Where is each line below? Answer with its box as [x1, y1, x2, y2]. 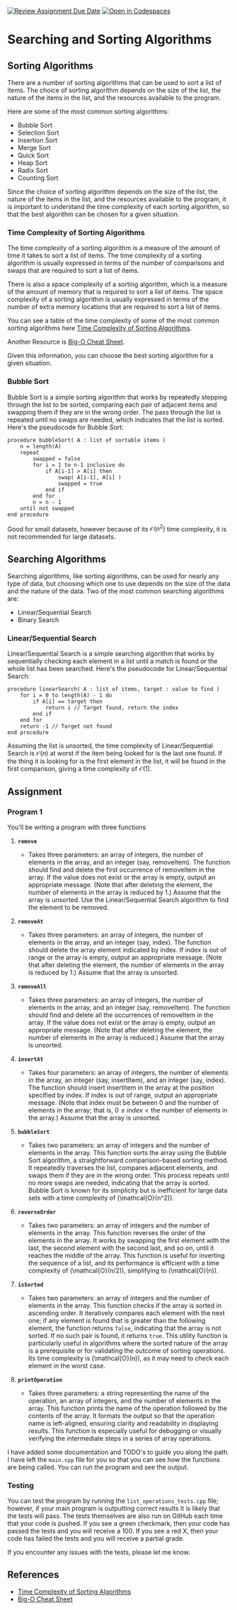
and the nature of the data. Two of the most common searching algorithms [7, 587, 224, 595]
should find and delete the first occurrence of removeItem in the [28, 865, 216, 874]
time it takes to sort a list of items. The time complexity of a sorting [7, 252, 202, 260]
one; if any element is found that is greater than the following [28, 1317, 206, 1325]
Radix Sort [17, 167, 48, 174]
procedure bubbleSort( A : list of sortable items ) [7, 437, 166, 444]
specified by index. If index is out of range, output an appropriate [28, 1091, 218, 1100]
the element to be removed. [28, 903, 109, 912]
